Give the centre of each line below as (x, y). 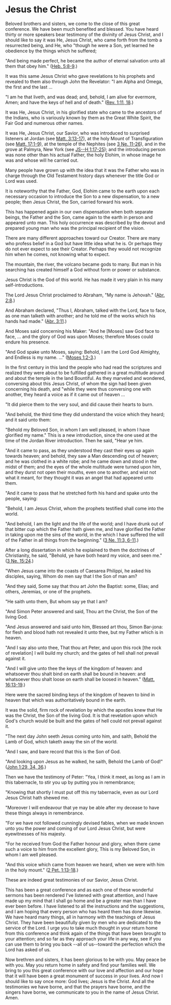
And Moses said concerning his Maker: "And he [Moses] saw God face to (82, 331)
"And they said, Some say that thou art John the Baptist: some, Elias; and (82, 586)
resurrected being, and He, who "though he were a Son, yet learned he (80, 45)
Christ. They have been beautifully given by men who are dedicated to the (83, 922)
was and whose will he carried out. (42, 160)
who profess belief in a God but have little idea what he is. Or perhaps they (84, 243)
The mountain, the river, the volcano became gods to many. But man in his (83, 264)
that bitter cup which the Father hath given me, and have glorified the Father (86, 529)
